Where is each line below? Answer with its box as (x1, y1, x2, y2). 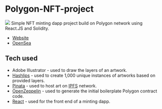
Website (12, 35, 29, 41)
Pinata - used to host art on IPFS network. (12, 83, 97, 88)
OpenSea (12, 40, 31, 46)
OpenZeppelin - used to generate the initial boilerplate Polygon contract (12, 88, 158, 94)
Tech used (5, 54, 38, 63)
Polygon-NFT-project (5, 3, 94, 15)
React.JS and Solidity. (5, 25, 49, 31)
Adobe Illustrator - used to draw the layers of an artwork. (12, 67, 127, 73)
